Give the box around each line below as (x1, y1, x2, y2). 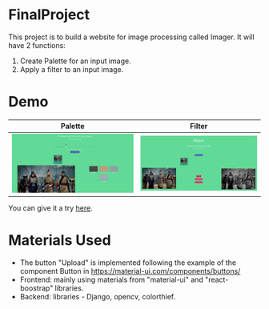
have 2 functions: (8, 40, 66, 50)
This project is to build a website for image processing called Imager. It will (8, 32, 255, 42)
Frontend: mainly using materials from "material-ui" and (19, 275, 204, 284)
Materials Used (8, 231, 111, 249)
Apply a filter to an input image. (19, 64, 124, 74)
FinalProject (8, 6, 90, 24)
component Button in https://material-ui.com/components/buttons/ (19, 266, 241, 275)
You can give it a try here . (8, 203, 94, 213)
